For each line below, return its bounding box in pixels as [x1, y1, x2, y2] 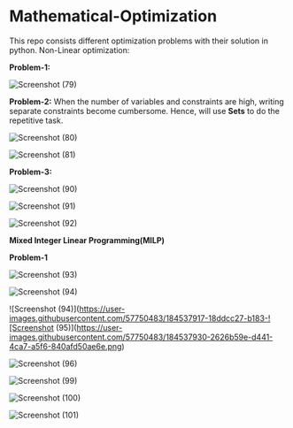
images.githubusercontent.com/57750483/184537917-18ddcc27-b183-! [9, 312, 271, 324]
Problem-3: [9, 166, 52, 177]
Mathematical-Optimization [9, 6, 218, 27]
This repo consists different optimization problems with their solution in [9, 35, 268, 46]
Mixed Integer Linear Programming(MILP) [9, 234, 166, 245]
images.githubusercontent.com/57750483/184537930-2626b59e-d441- [9, 332, 274, 342]
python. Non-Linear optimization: [9, 44, 130, 55]
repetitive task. [9, 115, 64, 126]
